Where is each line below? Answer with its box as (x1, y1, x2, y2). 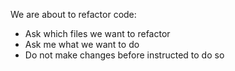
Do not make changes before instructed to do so (24, 49, 225, 61)
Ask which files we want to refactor (24, 28, 171, 39)
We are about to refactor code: (10, 9, 137, 20)
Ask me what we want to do (24, 39, 140, 50)
